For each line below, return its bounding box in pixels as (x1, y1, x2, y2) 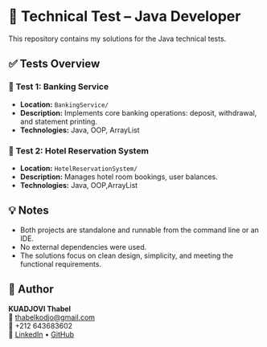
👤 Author (8, 283, 54, 296)
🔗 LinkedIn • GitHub (8, 329, 75, 339)
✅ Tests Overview (8, 57, 101, 71)
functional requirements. (19, 259, 102, 268)
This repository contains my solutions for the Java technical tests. (8, 34, 227, 43)
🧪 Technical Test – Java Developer (8, 7, 241, 26)
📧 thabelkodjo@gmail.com (8, 312, 95, 322)
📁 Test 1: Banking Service (8, 81, 109, 92)
